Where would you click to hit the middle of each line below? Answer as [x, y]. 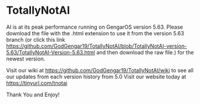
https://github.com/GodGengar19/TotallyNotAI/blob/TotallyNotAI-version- [96, 46]
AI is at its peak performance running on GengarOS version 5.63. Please [95, 27]
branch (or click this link [36, 39]
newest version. [26, 59]
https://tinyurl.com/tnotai [37, 83]
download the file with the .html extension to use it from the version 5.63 [95, 33]
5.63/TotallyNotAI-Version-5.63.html [51, 52]
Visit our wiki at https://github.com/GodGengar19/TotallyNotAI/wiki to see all [100, 70]
